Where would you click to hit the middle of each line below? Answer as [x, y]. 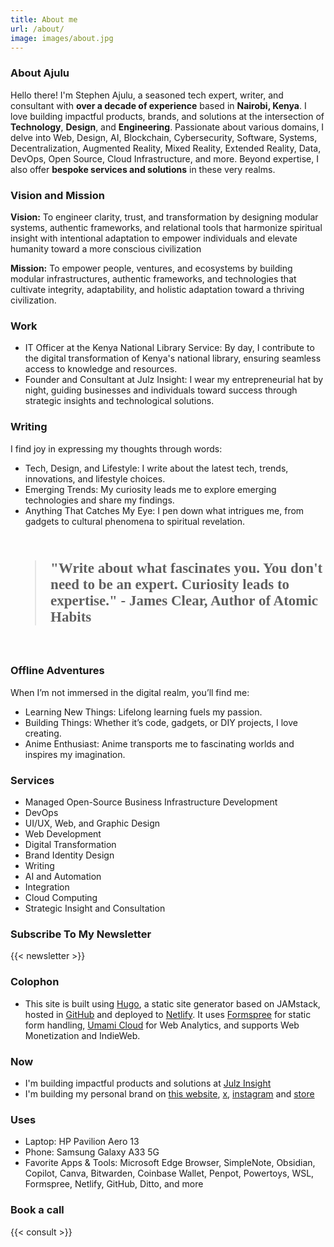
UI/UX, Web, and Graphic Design [92, 823]
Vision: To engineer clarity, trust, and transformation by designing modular [164, 217]
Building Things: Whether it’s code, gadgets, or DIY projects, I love [161, 722]
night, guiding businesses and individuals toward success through [161, 390]
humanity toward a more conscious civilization [106, 248]
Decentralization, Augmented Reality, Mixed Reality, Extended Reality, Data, [166, 148]
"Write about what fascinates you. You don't [186, 567]
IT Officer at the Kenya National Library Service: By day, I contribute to [169, 348]
